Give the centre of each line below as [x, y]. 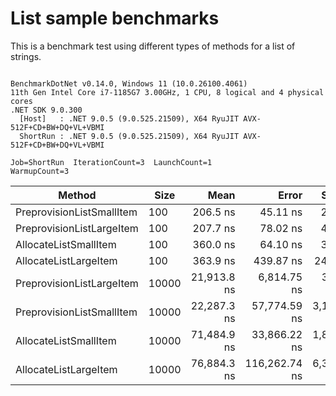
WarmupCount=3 [40, 171]
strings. [26, 56]
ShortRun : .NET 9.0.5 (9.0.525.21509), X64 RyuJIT [129, 136]
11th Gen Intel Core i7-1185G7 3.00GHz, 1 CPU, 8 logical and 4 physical [167, 92]
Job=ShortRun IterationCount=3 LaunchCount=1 [111, 162]
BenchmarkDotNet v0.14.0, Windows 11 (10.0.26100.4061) [129, 83]
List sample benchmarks [115, 18]
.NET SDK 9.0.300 [46, 110]
